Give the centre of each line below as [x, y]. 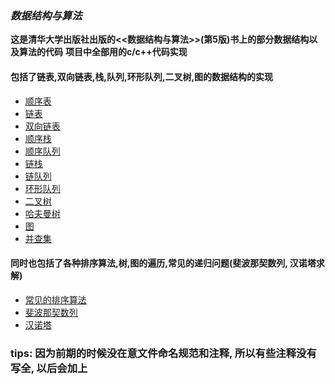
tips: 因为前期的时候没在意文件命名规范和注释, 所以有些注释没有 [163, 353]
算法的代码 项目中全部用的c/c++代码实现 [103, 52]
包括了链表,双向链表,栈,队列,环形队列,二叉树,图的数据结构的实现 [142, 76]
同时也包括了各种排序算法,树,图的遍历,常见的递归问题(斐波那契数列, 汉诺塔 [163, 263]
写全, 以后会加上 [49, 368]
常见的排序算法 [55, 299]
